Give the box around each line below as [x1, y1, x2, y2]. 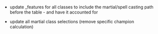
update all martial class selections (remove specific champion [9, 19, 135, 24]
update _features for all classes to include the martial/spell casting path [9, 4, 154, 10]
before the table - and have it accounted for [9, 9, 98, 15]
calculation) [9, 24, 34, 30]
